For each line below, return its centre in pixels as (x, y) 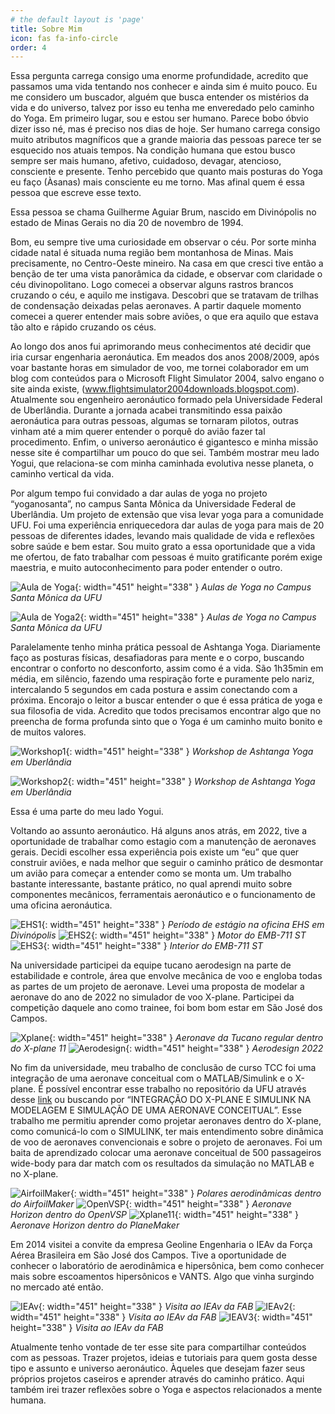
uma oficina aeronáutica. (61, 905)
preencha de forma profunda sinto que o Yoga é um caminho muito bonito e (166, 722)
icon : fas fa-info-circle (64, 38)
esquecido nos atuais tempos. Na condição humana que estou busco (153, 150)
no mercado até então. (57, 1287)
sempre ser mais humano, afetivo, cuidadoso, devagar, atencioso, (146, 161)
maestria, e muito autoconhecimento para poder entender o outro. (146, 568)
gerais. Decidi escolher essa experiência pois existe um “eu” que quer (155, 852)
